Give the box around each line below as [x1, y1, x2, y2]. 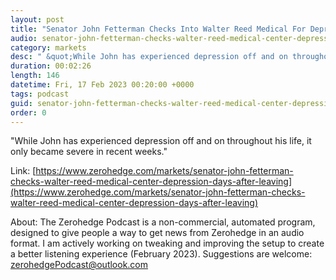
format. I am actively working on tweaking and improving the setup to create [10, 237, 325, 250]
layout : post [10, 14, 65, 25]
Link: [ [10, 165, 37, 177]
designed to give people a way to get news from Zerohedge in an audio [10, 227, 305, 239]
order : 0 [10, 107, 47, 118]
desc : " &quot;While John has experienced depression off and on [10, 52, 288, 62]
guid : [10, 98, 33, 108]
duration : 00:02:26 [10, 61, 92, 71]
